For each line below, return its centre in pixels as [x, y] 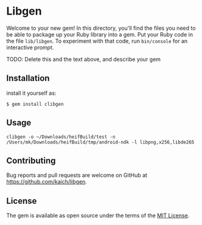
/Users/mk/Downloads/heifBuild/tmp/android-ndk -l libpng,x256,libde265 [100, 142]
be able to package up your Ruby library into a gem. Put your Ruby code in [100, 34]
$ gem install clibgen [35, 104]
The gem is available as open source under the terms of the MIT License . [98, 216]
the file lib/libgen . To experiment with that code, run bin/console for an [97, 41]
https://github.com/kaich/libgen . [47, 182]
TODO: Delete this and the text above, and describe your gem [84, 59]
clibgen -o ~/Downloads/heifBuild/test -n [61, 137]
